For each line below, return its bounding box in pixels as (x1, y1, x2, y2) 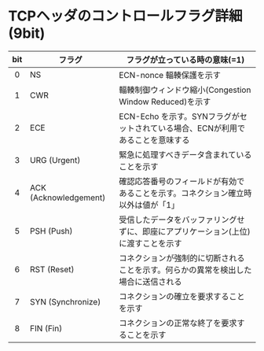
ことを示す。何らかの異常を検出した (119, 264, 252, 275)
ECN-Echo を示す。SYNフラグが (119, 111, 240, 122)
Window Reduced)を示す (119, 96, 211, 107)
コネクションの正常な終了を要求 (119, 317, 237, 328)
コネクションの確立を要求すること (119, 290, 245, 301)
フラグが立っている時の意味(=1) (126, 54, 245, 65)
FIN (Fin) (30, 323, 63, 334)
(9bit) (8, 24, 46, 42)
